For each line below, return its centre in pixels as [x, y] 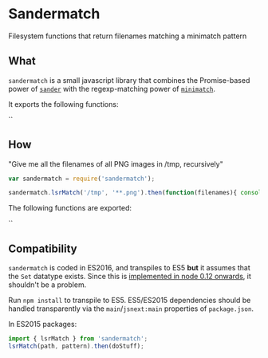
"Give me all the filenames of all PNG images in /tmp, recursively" [116, 163]
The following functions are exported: [70, 208]
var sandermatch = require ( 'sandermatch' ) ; [82, 179]
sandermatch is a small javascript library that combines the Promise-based [129, 80]
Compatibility [43, 248]
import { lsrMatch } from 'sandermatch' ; [78, 339]
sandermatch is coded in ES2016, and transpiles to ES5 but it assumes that [130, 268]
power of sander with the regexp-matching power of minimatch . [112, 89]
